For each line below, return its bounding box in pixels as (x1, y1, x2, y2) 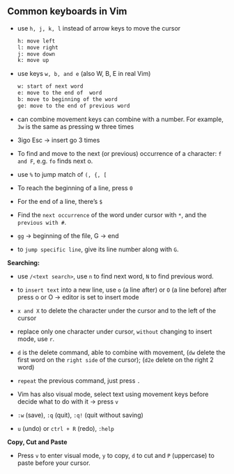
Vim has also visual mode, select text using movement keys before (17, 390, 209, 398)
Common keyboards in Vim (7, 6, 127, 17)
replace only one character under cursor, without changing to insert (17, 327, 212, 335)
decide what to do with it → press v (17, 397, 118, 406)
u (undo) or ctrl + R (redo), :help (17, 424, 115, 432)
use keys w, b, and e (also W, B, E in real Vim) (17, 70, 151, 78)
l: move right (17, 44, 58, 51)
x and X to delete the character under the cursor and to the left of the (17, 306, 217, 315)
